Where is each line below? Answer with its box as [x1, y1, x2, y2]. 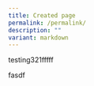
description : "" [8, 26, 62, 34]
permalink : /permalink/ [8, 19, 87, 27]
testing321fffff [8, 55, 54, 65]
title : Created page [8, 11, 77, 20]
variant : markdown [8, 33, 69, 42]
